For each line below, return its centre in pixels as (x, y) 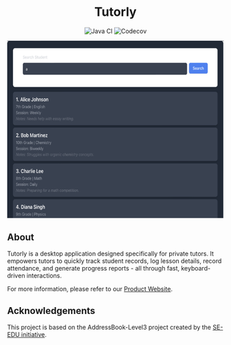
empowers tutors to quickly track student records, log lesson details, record (114, 261)
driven (16, 275)
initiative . (34, 335)
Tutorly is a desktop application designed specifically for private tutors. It (111, 254)
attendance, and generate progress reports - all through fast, (93, 269)
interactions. (44, 275)
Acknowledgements (51, 311)
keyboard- (196, 269)
